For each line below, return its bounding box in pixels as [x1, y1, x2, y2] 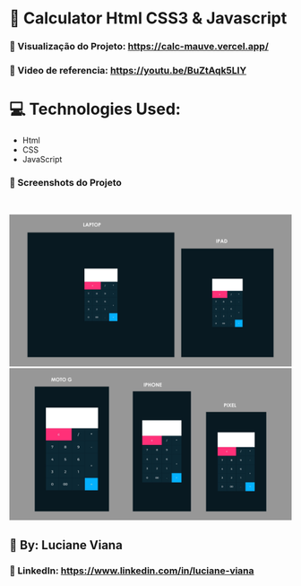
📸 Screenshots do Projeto [9, 176, 123, 188]
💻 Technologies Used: [9, 99, 181, 119]
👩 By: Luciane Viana [9, 538, 123, 553]
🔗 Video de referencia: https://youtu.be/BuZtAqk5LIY [9, 65, 247, 77]
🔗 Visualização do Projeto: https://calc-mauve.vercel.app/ [9, 40, 269, 53]
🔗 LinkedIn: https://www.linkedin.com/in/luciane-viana [9, 564, 254, 577]
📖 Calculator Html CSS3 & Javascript [9, 8, 288, 29]
